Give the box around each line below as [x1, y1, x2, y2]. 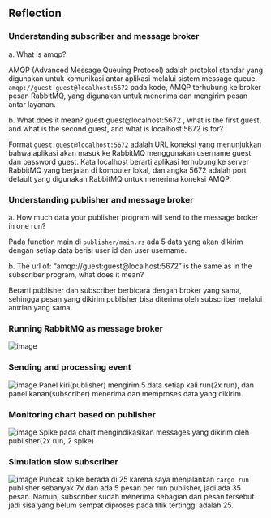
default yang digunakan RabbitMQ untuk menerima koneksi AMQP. [8, 173, 232, 183]
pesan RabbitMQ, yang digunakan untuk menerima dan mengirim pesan [8, 91, 248, 101]
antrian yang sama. [8, 302, 73, 312]
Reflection [8, 6, 62, 20]
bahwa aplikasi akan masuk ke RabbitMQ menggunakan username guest [8, 148, 252, 157]
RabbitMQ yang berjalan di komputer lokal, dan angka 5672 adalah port [8, 165, 247, 175]
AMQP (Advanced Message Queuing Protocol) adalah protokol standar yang [8, 65, 264, 75]
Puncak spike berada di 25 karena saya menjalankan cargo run [39, 474, 250, 485]
